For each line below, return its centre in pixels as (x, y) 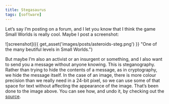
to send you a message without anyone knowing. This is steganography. (80, 64)
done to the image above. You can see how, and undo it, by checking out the (85, 91)
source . (13, 96)
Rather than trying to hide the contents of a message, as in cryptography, (81, 70)
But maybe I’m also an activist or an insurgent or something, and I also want (84, 59)
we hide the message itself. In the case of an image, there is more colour (81, 75)
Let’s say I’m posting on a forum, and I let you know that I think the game (80, 29)
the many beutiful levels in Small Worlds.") (49, 49)
